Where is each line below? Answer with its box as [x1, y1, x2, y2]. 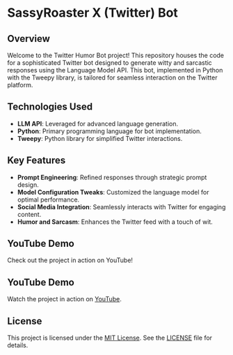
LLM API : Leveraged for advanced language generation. [17, 119, 179, 128]
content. [17, 210, 42, 218]
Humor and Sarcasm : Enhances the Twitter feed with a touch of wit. [17, 218, 214, 226]
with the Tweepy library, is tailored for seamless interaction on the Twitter [7, 73, 218, 82]
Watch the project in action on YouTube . [7, 295, 122, 303]
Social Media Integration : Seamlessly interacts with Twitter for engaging [17, 202, 226, 211]
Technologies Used [7, 101, 93, 113]
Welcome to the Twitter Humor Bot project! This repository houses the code [7, 51, 225, 59]
